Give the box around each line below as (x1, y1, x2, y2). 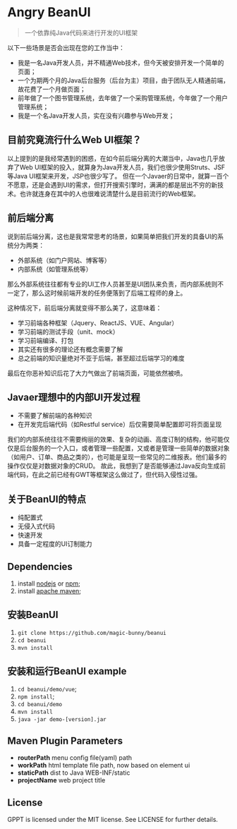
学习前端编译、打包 (17, 336, 74, 344)
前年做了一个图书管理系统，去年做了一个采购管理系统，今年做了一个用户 (17, 93, 228, 102)
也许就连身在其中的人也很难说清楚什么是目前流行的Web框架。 (19, 189, 200, 198)
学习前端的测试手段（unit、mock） (17, 327, 119, 336)
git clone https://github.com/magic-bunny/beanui (17, 629, 167, 636)
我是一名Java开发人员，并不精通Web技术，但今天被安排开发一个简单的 (17, 58, 224, 67)
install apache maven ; (17, 587, 82, 595)
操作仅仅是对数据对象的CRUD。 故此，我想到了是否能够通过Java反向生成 (7, 461, 220, 470)
